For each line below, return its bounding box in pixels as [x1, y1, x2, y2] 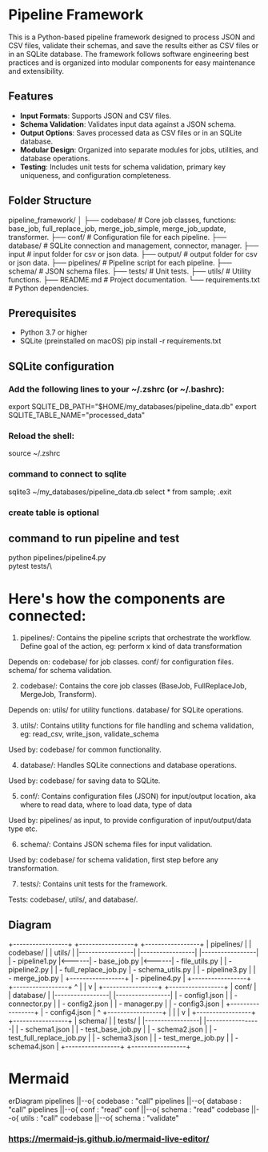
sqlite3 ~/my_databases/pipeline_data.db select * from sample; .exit [8, 487, 232, 497]
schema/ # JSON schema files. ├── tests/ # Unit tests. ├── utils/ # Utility [8, 266, 252, 276]
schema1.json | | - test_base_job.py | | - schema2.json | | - [25, 1024, 218, 1034]
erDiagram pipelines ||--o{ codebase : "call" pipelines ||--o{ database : [8, 1097, 242, 1106]
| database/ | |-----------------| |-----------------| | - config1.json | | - [8, 991, 238, 1000]
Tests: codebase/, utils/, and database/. [8, 894, 138, 904]
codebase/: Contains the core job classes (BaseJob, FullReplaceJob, [19, 681, 247, 691]
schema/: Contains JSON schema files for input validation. [19, 840, 213, 850]
